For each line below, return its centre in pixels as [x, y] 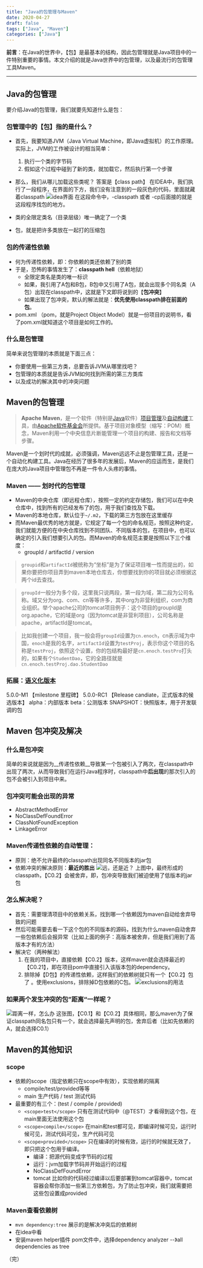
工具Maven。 [23, 68]
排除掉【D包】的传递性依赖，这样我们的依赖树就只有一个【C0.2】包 [108, 974]
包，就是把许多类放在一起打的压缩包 [60, 230]
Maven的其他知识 [39, 1050]
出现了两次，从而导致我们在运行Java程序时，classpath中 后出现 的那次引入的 [101, 771]
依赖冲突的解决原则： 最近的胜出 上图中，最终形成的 [99, 867]
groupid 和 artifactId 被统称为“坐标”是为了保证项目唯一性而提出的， [105, 564]
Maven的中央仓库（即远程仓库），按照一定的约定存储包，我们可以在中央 [104, 500]
